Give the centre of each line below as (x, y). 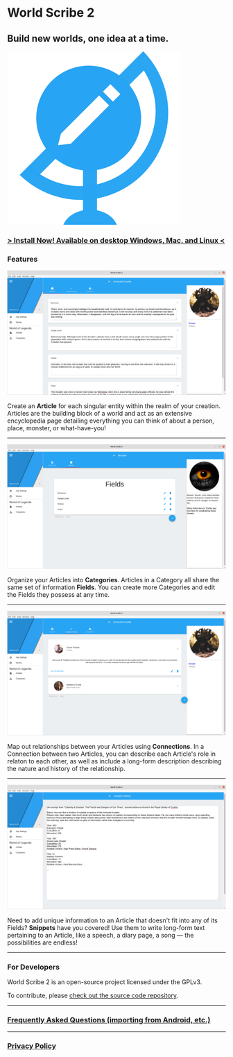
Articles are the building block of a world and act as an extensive (100, 414)
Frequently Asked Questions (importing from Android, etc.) (109, 1020)
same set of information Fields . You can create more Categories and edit (111, 587)
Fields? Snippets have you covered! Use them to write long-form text (106, 927)
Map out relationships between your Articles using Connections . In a (106, 747)
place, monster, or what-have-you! (57, 428)
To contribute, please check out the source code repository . (93, 996)
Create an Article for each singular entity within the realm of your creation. (114, 406)
